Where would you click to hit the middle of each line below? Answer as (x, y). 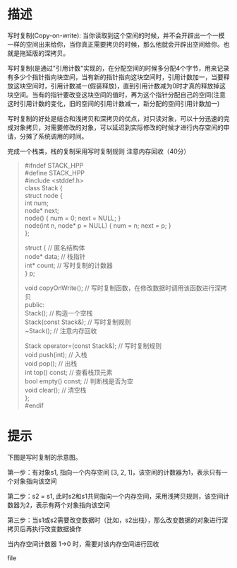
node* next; (42, 210)
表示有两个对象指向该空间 (73, 505)
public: (35, 304)
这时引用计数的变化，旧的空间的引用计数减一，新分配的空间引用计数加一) (114, 103)
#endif (34, 405)
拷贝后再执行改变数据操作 (44, 528)
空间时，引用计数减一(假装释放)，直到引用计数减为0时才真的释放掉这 (126, 86)
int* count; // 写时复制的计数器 (68, 265)
